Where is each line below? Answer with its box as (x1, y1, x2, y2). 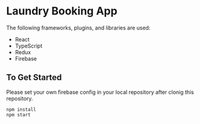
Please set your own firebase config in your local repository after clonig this (6, 88, 195, 96)
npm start (6, 111, 31, 118)
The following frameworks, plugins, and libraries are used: (6, 24, 151, 31)
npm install (6, 107, 36, 113)
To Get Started (6, 72, 62, 82)
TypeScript (14, 42, 43, 49)
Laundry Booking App (6, 4, 117, 18)
